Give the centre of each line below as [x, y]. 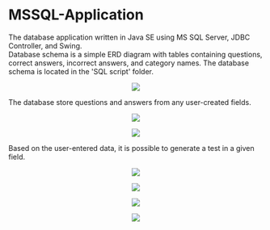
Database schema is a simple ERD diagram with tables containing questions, [135, 54]
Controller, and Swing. [45, 45]
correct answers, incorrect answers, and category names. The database [129, 63]
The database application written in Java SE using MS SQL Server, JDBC [129, 37]
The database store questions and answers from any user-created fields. [130, 102]
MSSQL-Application [76, 15]
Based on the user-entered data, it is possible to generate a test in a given [131, 148]
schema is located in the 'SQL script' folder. [81, 71]
